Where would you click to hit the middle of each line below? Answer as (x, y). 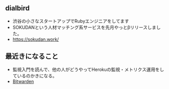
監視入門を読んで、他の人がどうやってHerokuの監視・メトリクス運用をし (88, 69)
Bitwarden (23, 81)
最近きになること (32, 57)
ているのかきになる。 (35, 75)
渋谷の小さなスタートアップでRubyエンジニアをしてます (71, 21)
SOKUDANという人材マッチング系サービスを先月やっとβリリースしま (84, 27)
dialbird (18, 8)
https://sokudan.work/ (36, 39)
